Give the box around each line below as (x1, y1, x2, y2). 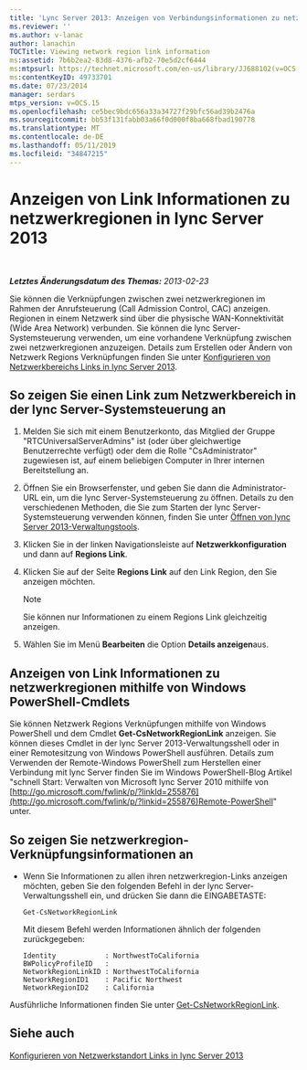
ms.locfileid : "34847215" (9, 149, 108, 158)
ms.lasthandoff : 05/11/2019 (9, 141, 117, 150)
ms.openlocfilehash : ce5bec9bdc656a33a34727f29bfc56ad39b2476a (9, 107, 256, 116)
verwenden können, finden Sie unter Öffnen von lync (90, 512, 291, 523)
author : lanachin (9, 38, 76, 48)
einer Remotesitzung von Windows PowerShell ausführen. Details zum (9, 747, 274, 758)
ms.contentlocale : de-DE (9, 132, 104, 142)
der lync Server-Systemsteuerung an (9, 401, 227, 417)
